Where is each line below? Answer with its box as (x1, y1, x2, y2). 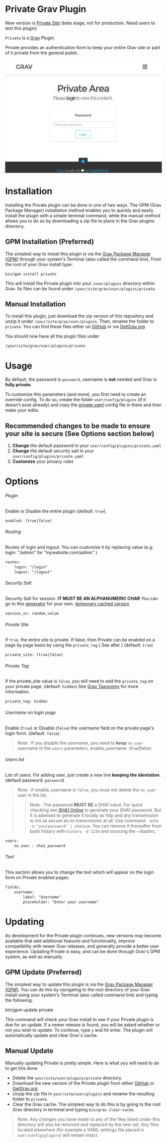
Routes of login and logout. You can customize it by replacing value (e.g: (5, 544, 154, 550)
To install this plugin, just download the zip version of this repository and (5, 313, 154, 319)
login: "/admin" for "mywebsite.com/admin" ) (5, 549, 98, 555)
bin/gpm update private (5, 1007, 54, 1013)
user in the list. (17, 792, 48, 798)
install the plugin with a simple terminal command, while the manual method (5, 212, 161, 218)
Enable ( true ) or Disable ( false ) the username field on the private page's (5, 725, 155, 731)
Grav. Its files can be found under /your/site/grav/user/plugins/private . (5, 285, 157, 291)
